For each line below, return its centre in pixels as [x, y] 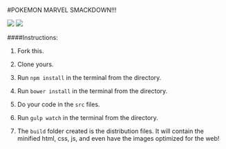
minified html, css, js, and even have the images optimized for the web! [118, 138]
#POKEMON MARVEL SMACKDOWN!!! [62, 10]
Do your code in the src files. [58, 104]
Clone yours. [35, 64]
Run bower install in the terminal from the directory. [92, 91]
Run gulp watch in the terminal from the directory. [88, 118]
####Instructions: [33, 38]
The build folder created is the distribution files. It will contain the [110, 131]
